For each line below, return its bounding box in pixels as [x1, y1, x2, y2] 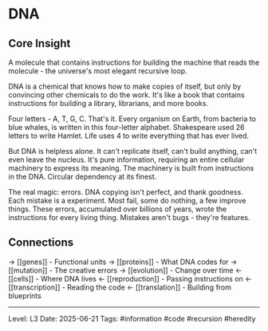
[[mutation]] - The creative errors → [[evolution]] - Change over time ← [8, 265, 242, 275]
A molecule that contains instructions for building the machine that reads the [8, 57, 260, 67]
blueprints [8, 290, 41, 300]
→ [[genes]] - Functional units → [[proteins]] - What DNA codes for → [8, 257, 238, 266]
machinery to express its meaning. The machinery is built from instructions [8, 164, 254, 172]
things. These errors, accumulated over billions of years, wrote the [8, 204, 227, 214]
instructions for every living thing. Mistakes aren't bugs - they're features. [8, 213, 250, 222]
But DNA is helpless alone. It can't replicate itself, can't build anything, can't [8, 147, 258, 156]
